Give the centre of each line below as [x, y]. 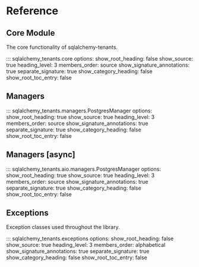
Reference [32, 11]
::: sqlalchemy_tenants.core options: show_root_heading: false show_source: [99, 59]
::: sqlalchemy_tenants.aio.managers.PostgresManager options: [84, 169]
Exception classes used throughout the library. [63, 227]
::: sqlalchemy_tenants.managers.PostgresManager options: [79, 111]
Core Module [31, 33]
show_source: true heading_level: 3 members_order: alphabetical [86, 245]
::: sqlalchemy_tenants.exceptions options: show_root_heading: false [90, 238]
